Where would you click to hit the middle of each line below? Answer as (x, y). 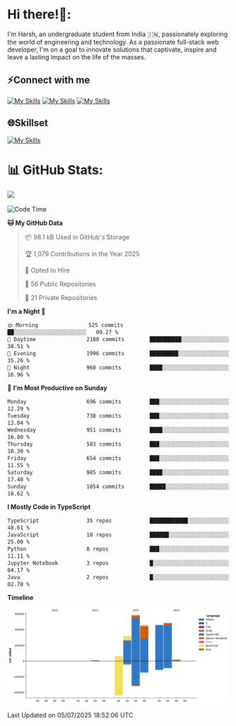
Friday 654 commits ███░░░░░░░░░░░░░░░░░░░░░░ (118, 458)
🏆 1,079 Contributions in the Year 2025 (82, 253)
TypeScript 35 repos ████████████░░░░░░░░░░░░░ (118, 520)
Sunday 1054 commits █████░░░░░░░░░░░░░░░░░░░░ (118, 486)
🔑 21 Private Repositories (61, 297)
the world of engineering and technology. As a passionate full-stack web (113, 42)
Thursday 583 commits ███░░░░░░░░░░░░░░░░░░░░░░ (118, 444)
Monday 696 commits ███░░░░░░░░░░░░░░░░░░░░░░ (118, 402)
